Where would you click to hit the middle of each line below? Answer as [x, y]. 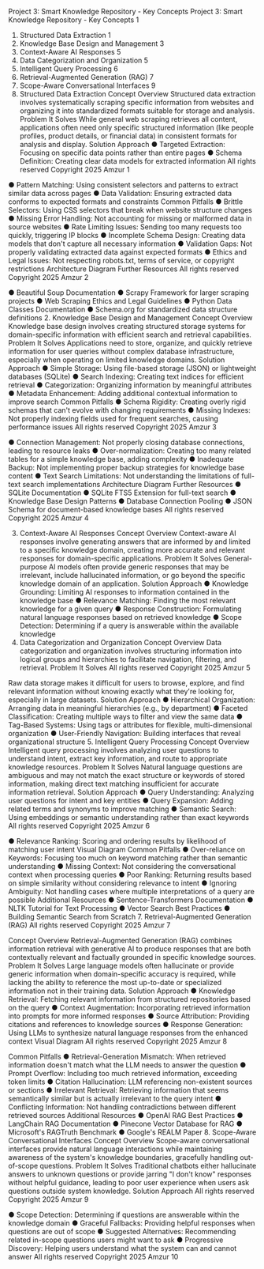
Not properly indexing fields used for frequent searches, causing [113, 419]
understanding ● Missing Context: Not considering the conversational [122, 866]
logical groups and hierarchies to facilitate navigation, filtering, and [128, 659]
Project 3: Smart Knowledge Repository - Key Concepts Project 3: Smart [125, 11]
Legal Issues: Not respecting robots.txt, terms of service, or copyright [121, 261]
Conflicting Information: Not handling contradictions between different [122, 1107]
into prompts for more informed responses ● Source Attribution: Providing [129, 1016]
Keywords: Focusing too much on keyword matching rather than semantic [128, 858]
